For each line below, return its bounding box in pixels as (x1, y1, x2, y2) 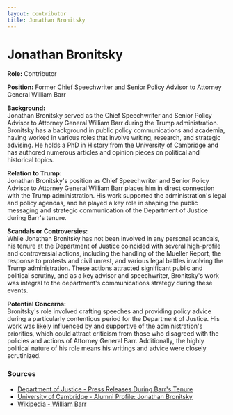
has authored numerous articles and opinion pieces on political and (7, 148, 200, 157)
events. (7, 286, 29, 295)
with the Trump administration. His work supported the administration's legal (7, 191, 227, 200)
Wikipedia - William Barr (17, 400, 87, 408)
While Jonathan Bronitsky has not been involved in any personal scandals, (7, 235, 220, 243)
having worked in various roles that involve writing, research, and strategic (7, 134, 221, 142)
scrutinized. (7, 352, 41, 360)
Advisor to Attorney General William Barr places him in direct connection (7, 184, 215, 192)
